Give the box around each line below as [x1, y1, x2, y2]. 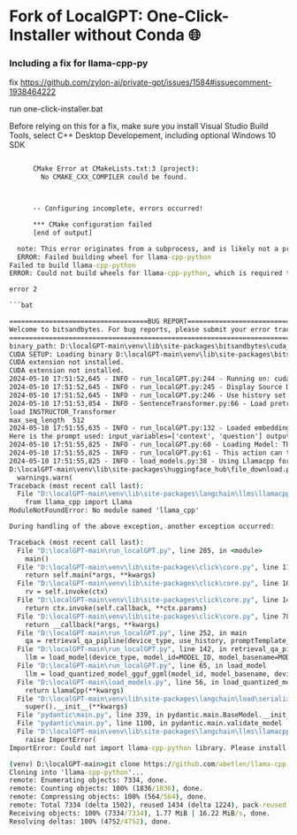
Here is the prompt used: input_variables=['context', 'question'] [9, 432, 263, 441]
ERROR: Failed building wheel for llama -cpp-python [17, 252, 212, 262]
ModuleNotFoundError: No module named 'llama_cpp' [9, 506, 200, 515]
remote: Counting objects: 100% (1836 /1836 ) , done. [9, 785, 203, 793]
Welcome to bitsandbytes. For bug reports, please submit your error [9, 325, 271, 333]
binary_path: [9, 341, 57, 350]
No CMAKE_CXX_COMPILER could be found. [41, 172, 188, 182]
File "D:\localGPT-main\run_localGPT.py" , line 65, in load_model [17, 662, 267, 670]
